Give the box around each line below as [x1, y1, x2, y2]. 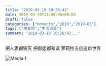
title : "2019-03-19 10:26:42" [5, 7, 69, 13]
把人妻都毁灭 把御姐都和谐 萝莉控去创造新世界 [5, 45, 101, 51]
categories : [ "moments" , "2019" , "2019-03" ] [5, 21, 96, 27]
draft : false [5, 17, 33, 22]
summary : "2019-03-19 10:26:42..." [5, 31, 81, 36]
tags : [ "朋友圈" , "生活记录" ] [5, 26, 62, 31]
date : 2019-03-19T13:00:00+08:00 [5, 12, 76, 17]
